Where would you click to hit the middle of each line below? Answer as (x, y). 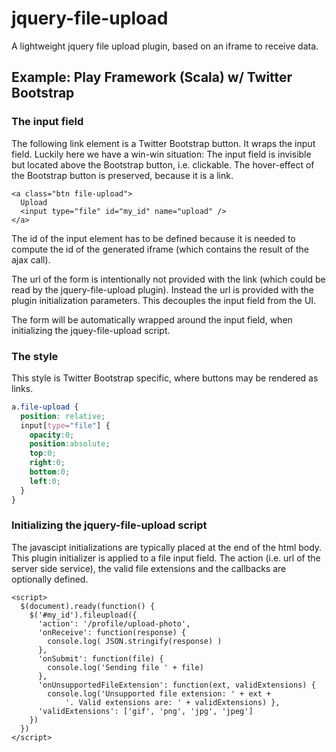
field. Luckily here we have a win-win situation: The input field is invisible (161, 154)
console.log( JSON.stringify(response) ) (135, 641)
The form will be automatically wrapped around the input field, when (152, 319)
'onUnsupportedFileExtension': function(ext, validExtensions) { (176, 685)
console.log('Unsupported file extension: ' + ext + (159, 693)
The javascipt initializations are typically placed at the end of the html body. (167, 547)
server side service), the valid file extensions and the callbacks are (149, 568)
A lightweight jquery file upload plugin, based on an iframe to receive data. (165, 46)
